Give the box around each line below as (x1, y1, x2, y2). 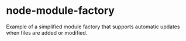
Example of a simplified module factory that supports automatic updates (6, 23, 180, 30)
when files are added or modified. (6, 29, 88, 36)
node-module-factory (6, 4, 115, 17)
